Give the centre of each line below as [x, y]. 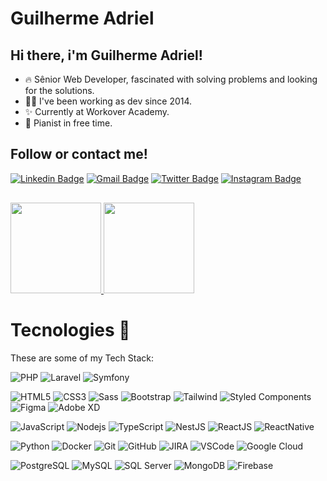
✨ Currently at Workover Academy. [97, 111]
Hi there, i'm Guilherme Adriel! [106, 55]
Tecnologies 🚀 [70, 330]
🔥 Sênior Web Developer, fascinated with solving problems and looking [171, 79]
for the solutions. [59, 90]
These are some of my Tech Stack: [82, 358]
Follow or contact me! [79, 154]
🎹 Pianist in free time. [68, 123]
